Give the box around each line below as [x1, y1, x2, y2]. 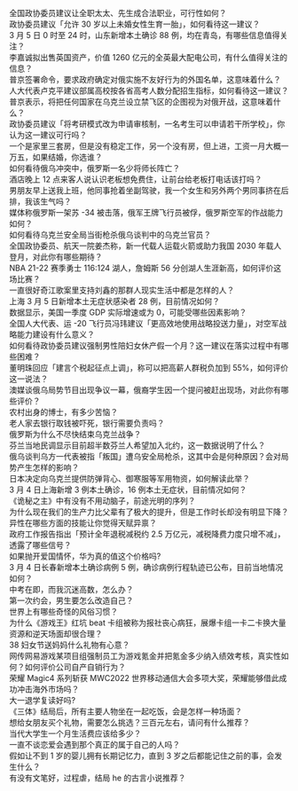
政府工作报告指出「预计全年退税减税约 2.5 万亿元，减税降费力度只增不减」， [9, 529, 286, 539]
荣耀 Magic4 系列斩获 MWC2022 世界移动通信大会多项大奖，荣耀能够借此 [9, 673, 279, 683]
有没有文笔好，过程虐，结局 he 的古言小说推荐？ [9, 772, 186, 783]
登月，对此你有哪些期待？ [9, 252, 103, 262]
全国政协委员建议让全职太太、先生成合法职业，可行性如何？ [9, 8, 227, 18]
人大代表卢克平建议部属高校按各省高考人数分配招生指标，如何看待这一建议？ [9, 85, 289, 96]
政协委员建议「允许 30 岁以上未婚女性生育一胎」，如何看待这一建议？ [9, 19, 261, 29]
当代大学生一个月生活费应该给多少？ [9, 728, 142, 739]
